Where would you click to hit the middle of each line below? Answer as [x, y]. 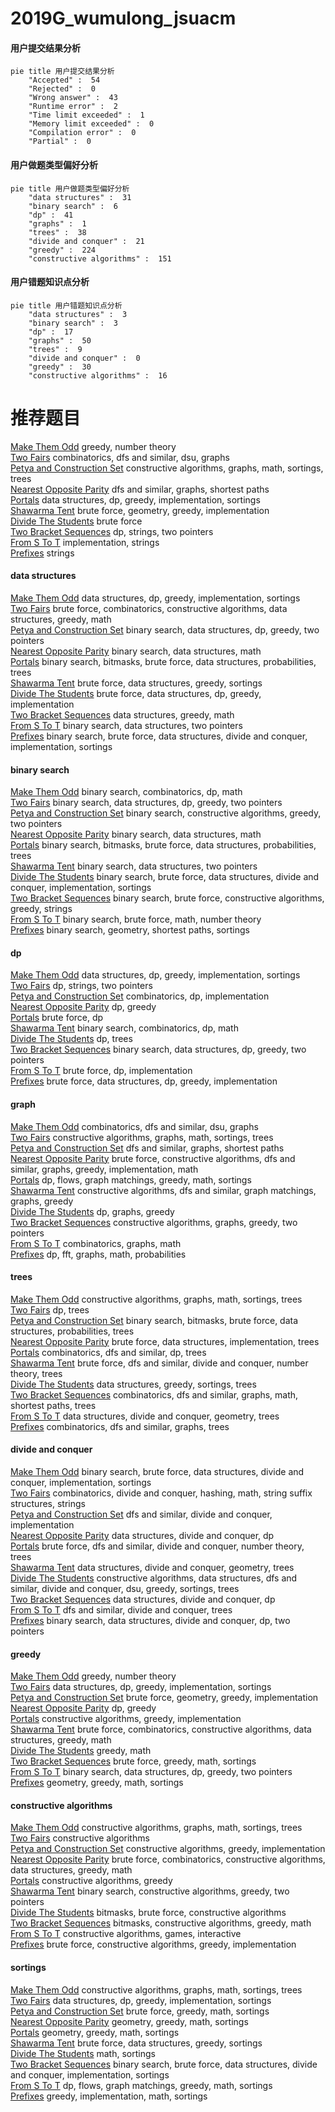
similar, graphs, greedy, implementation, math [104, 1169]
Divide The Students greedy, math [81, 1751]
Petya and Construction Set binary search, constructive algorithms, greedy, [166, 813]
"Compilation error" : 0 [82, 133]
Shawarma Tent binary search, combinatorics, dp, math [124, 1028]
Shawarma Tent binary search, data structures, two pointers [134, 866]
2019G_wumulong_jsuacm [123, 18]
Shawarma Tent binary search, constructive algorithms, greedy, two [150, 1891]
